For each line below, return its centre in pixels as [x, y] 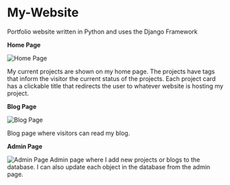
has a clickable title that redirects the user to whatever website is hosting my [115, 86]
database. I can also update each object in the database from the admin [109, 166]
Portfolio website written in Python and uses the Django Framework [102, 32]
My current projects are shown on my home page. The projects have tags [111, 71]
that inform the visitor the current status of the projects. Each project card [112, 78]
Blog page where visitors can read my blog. [69, 133]
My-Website [43, 13]
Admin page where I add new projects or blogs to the [125, 160]
